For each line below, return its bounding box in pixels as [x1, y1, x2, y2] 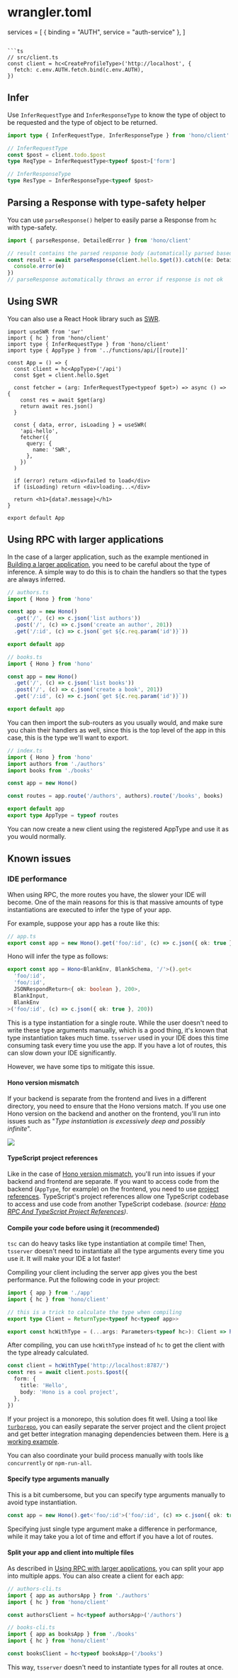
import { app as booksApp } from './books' [7, 1630, 138, 1638]
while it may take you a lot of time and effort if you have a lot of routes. [7, 1532, 214, 1540]
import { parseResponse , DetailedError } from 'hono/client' [7, 237, 192, 244]
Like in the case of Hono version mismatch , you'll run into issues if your [7, 1169, 216, 1178]
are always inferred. [7, 575, 66, 584]
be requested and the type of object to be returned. [7, 118, 158, 126]
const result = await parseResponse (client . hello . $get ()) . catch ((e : [7, 256, 214, 263]
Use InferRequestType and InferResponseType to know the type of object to [7, 111, 226, 119]
